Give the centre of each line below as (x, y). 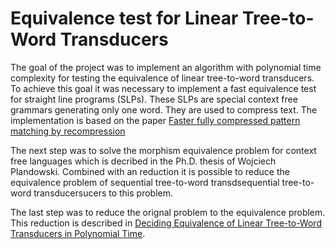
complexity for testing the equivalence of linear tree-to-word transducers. (162, 78)
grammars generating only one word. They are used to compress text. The (164, 109)
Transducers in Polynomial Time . (78, 233)
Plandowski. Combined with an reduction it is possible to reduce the (150, 171)
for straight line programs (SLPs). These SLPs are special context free (154, 99)
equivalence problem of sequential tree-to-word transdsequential (145, 182)
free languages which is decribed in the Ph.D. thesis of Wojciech (143, 161)
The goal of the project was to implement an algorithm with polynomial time (166, 67)
